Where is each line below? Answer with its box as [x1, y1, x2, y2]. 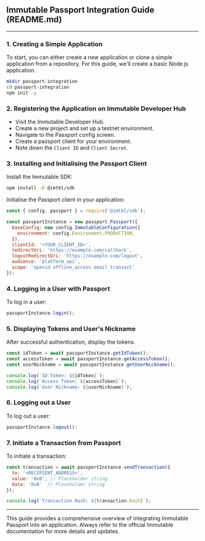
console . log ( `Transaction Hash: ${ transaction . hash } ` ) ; [6, 498, 151, 504]
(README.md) [6, 15, 62, 25]
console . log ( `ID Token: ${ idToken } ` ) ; [6, 372, 105, 379]
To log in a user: [6, 299, 47, 306]
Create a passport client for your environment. [15, 137, 132, 145]
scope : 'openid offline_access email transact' [12, 264, 135, 270]
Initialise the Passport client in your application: [6, 196, 125, 203]
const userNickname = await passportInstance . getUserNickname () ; [6, 361, 176, 368]
